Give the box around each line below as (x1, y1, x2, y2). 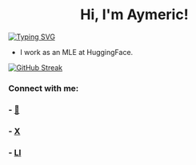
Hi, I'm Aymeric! (79, 6, 190, 24)
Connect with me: (8, 82, 79, 93)
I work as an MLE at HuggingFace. (19, 47, 134, 57)
